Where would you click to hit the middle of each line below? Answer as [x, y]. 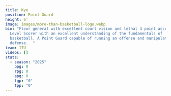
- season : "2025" [28, 62]
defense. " [23, 43]
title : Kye [17, 10]
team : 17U [16, 48]
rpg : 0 [21, 72]
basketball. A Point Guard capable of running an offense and [77, 39]
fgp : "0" [24, 81]
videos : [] [17, 52]
